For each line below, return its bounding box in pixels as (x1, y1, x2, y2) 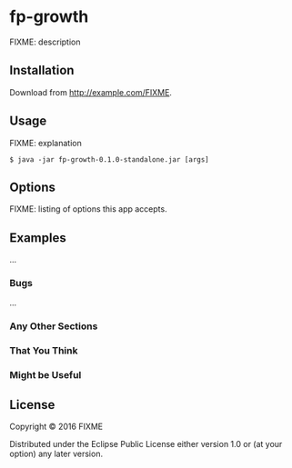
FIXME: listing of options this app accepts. (9, 204, 167, 214)
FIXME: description (9, 36, 81, 47)
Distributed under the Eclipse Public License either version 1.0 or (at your (9, 439, 283, 450)
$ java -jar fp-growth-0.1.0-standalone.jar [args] (9, 154, 209, 164)
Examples (9, 230, 66, 245)
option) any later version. (9, 448, 103, 460)
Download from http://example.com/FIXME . (9, 86, 173, 97)
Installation (9, 63, 75, 78)
